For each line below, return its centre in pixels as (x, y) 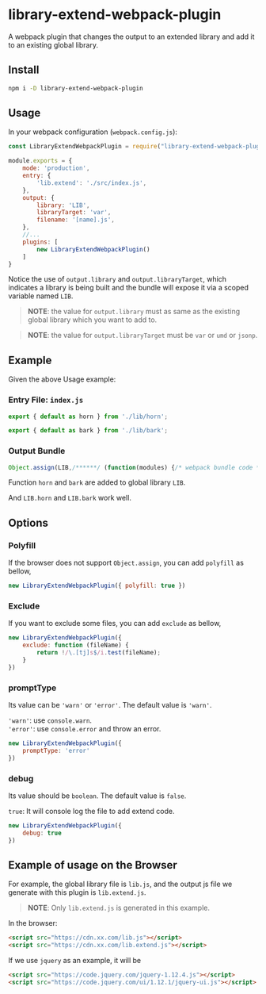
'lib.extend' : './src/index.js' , (92, 183)
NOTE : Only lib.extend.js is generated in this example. (119, 908)
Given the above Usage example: (62, 379)
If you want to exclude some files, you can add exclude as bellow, (115, 624)
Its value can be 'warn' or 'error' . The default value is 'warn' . (110, 705)
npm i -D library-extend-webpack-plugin (76, 88)
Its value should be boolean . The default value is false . (97, 796)
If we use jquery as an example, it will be (75, 961)
